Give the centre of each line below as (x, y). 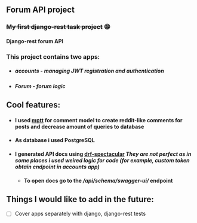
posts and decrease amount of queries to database (79, 126)
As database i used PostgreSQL (55, 140)
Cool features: (33, 105)
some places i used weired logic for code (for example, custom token (102, 160)
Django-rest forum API (35, 41)
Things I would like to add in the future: (80, 199)
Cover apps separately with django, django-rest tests (80, 214)
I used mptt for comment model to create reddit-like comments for (99, 120)
